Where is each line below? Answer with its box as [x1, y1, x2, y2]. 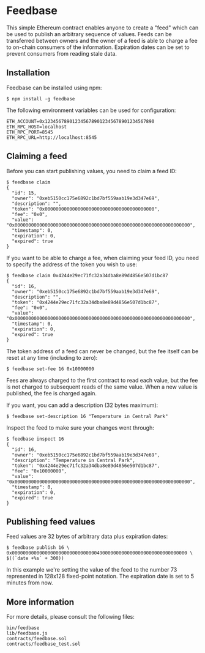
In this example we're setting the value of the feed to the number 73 [6, 566, 177, 573]
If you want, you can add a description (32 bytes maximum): [6, 401, 158, 409]
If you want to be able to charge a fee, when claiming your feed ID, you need [6, 254, 199, 261]
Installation [6, 68, 50, 78]
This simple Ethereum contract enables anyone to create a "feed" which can [6, 24, 199, 31]
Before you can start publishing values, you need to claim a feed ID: [6, 167, 177, 174]
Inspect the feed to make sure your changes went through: [6, 424, 154, 431]
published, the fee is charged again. [6, 389, 97, 397]
